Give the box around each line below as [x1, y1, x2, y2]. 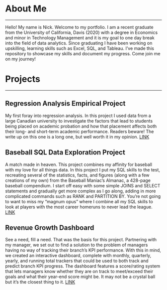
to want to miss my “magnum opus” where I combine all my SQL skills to [5, 198, 153, 204]
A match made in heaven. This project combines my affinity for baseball [5, 161, 153, 167]
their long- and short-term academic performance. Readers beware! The [5, 128, 154, 135]
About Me [5, 3, 47, 14]
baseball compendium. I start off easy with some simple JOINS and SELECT [5, 182, 161, 188]
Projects [5, 73, 41, 85]
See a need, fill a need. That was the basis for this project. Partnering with [5, 237, 157, 243]
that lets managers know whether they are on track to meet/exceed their [5, 269, 153, 275]
